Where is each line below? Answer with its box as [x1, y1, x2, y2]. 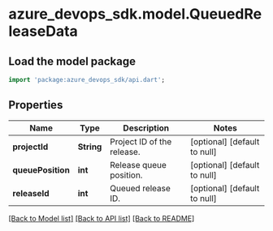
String [77, 141, 102, 152]
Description [123, 122, 170, 134]
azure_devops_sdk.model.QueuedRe [8, 5, 262, 24]
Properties [8, 98, 63, 112]
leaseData [8, 22, 79, 41]
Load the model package [8, 54, 136, 68]
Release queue [109, 159, 167, 170]
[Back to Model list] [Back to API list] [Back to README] [8, 213, 195, 223]
